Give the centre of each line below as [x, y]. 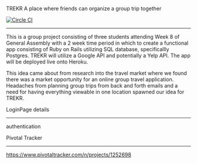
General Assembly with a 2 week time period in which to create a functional [97, 43]
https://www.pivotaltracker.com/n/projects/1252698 [69, 155]
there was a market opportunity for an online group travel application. [90, 79]
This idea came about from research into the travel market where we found [97, 73]
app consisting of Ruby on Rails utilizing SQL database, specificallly [88, 49]
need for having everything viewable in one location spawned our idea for [95, 92]
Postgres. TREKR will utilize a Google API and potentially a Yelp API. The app [98, 56]
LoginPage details [28, 109]
